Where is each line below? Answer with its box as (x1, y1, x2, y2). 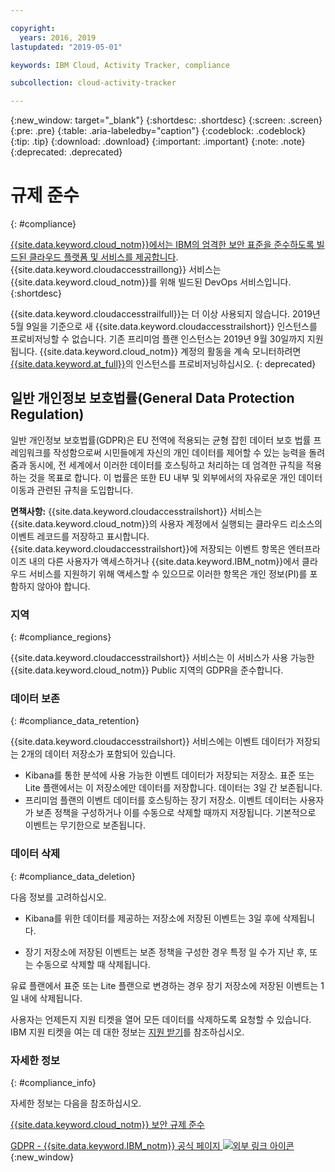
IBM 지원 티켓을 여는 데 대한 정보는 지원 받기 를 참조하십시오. (10, 1026, 245, 1038)
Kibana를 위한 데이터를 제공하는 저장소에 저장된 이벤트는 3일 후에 (24, 912, 281, 924)
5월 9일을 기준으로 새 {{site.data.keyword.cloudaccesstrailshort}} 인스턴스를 (10, 321, 318, 333)
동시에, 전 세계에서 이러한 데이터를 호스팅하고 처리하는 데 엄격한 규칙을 (28, 459, 304, 471)
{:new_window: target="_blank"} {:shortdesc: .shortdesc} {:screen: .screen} (10, 114, 323, 126)
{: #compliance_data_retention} (10, 715, 140, 727)
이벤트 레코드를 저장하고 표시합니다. (10, 530, 150, 542)
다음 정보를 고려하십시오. (10, 891, 107, 903)
